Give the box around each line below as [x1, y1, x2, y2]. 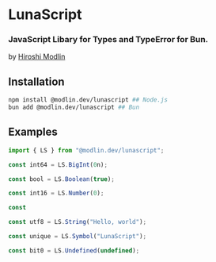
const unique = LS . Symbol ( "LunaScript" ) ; [8, 233, 147, 241]
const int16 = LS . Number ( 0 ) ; [8, 189, 104, 198]
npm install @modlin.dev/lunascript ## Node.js [8, 96, 169, 104]
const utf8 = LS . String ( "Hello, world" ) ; [8, 218, 147, 226]
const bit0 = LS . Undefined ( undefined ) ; [8, 246, 140, 255]
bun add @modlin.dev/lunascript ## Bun [8, 103, 140, 112]
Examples [8, 125, 58, 139]
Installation [8, 75, 65, 88]
